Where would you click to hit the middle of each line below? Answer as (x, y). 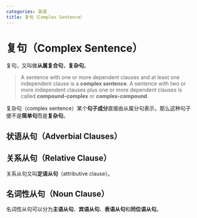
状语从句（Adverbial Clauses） (64, 136)
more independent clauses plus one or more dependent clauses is (101, 90)
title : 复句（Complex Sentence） (46, 17)
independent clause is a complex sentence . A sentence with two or (103, 84)
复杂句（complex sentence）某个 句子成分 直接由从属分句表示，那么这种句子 (98, 108)
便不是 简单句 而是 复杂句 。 (37, 116)
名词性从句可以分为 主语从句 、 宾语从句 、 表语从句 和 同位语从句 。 (84, 209)
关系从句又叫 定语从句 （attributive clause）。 (60, 173)
